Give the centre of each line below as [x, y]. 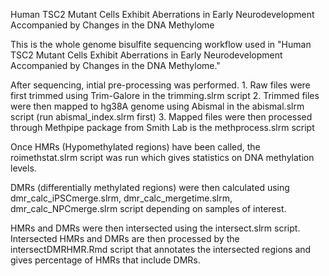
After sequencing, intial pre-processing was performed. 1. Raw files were [160, 85]
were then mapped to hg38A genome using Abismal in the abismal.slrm [157, 106]
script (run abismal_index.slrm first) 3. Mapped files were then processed [161, 117]
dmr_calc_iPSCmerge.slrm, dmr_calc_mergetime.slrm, [121, 198]
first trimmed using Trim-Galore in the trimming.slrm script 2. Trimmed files [165, 95]
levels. [23, 168]
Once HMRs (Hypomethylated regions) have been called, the [135, 147]
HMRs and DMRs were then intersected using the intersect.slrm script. [155, 228]
